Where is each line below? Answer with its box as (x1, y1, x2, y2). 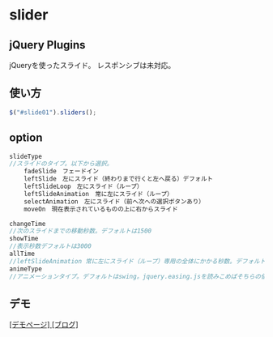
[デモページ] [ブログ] (9, 320, 79, 330)
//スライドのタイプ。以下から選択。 (9, 160, 113, 168)
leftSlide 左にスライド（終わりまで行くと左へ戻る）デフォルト (23, 175, 214, 183)
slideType (9, 152, 43, 160)
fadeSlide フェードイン (23, 168, 100, 176)
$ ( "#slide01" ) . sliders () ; (9, 108, 96, 117)
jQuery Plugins (9, 38, 86, 52)
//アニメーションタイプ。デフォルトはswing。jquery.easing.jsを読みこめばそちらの (9, 272, 262, 280)
